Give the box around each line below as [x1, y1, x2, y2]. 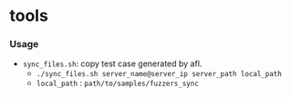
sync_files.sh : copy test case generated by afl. [22, 58, 203, 69]
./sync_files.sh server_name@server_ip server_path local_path [36, 70, 283, 79]
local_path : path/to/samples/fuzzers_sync [36, 78, 199, 89]
